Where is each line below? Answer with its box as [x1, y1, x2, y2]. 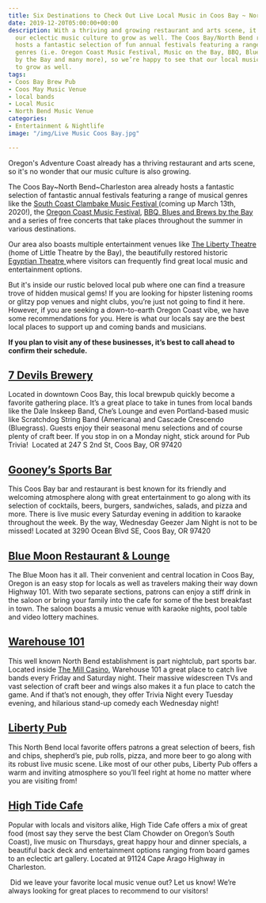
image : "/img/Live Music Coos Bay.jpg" [8, 129, 140, 137]
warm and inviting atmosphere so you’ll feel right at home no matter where [8, 768, 252, 777]
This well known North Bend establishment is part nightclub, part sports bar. [8, 656, 257, 665]
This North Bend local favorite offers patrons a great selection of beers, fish [8, 742, 256, 752]
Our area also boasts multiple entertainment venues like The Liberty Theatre [8, 239, 257, 249]
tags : [8, 70, 26, 78]
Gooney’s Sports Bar [8, 463, 112, 476]
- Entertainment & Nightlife [8, 122, 104, 130]
